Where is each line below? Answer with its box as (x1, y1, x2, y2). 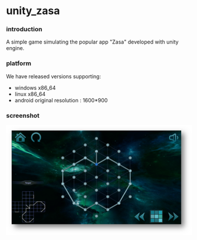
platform (6, 59, 31, 68)
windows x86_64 (14, 84, 56, 91)
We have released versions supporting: (6, 72, 101, 80)
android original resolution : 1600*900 (14, 96, 108, 104)
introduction (6, 25, 42, 34)
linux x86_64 (14, 90, 46, 98)
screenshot (6, 111, 40, 119)
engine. (6, 45, 25, 52)
